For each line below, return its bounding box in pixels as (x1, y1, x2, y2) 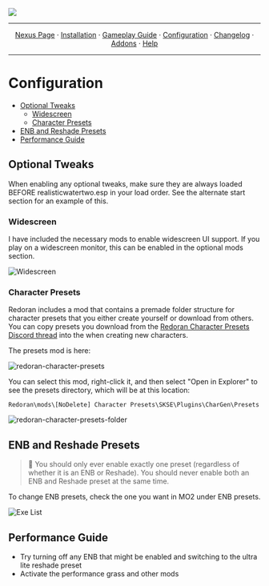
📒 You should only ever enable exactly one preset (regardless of (27, 460, 240, 469)
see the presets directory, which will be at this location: (8, 385, 191, 395)
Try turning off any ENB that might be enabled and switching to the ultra (19, 552, 258, 561)
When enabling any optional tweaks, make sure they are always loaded (8, 179, 243, 188)
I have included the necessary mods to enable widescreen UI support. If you (8, 235, 260, 244)
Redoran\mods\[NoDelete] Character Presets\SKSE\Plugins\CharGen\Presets (8, 401, 260, 409)
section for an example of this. (8, 196, 109, 206)
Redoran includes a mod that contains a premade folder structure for (8, 305, 235, 315)
